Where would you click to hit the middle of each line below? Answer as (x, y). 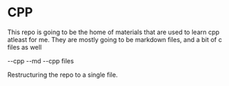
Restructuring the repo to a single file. (63, 75)
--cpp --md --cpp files (41, 60)
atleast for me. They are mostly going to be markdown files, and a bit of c (115, 39)
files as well (25, 47)
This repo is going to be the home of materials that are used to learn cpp (113, 32)
